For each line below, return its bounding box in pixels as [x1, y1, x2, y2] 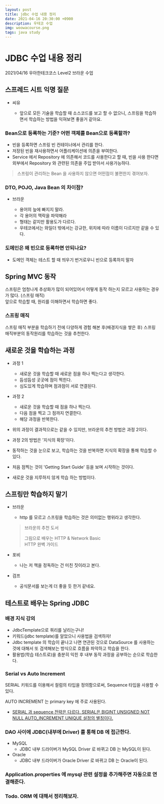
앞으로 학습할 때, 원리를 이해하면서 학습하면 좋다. [5, 299, 98, 305]
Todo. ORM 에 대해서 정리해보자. [5, 793, 79, 800]
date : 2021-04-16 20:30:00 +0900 [5, 16, 73, 21]
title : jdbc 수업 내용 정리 [5, 12, 56, 17]
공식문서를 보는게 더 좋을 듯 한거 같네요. [19, 583, 95, 589]
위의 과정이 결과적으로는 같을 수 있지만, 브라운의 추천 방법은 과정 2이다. [12, 426, 148, 432]
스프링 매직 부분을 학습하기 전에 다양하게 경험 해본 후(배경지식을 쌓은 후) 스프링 [5, 324, 156, 330]
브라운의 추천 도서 [24, 525, 59, 531]
